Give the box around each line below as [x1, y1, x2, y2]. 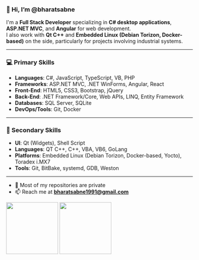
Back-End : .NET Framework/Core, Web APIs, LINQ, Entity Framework [14, 93, 184, 100]
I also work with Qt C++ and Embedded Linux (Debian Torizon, [6, 31, 161, 38]
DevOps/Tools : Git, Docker [14, 105, 81, 113]
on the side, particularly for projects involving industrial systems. [25, 38, 184, 45]
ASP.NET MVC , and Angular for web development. [6, 25, 131, 32]
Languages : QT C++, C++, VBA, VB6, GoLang [14, 145, 127, 153]
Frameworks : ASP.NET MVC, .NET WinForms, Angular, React [14, 80, 165, 88]
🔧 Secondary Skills [6, 126, 62, 134]
